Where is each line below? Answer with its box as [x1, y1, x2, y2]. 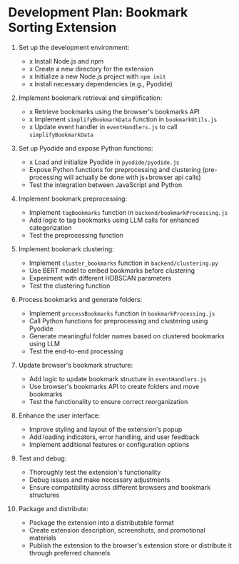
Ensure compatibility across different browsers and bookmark [29, 483, 211, 491]
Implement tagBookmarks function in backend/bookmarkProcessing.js [29, 208, 228, 216]
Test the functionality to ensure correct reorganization [29, 397, 188, 406]
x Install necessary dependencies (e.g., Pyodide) [29, 79, 173, 88]
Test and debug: [18, 454, 67, 463]
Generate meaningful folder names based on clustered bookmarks [29, 331, 225, 340]
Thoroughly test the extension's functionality [29, 468, 161, 476]
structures [29, 490, 60, 499]
